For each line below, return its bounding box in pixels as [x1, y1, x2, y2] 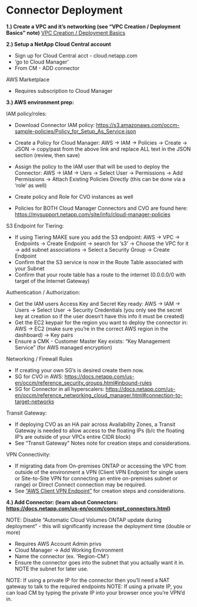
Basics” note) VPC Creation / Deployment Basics [6, 29, 125, 36]
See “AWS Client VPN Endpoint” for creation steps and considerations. [14, 487, 186, 494]
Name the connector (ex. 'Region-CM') [14, 552, 109, 559]
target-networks [14, 398, 55, 405]
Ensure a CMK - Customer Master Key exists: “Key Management [14, 338, 171, 345]
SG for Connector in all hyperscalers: [14, 385, 105, 392]
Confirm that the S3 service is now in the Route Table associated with [14, 258, 183, 265]
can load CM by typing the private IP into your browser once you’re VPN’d [6, 589, 185, 596]
